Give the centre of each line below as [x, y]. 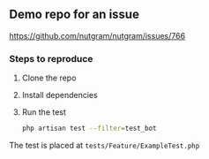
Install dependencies [60, 95]
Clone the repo [49, 78]
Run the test [44, 112]
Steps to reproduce [51, 58]
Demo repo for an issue [74, 15]
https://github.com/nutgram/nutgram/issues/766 [97, 35]
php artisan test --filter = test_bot [89, 129]
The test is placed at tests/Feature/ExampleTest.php [104, 145]
